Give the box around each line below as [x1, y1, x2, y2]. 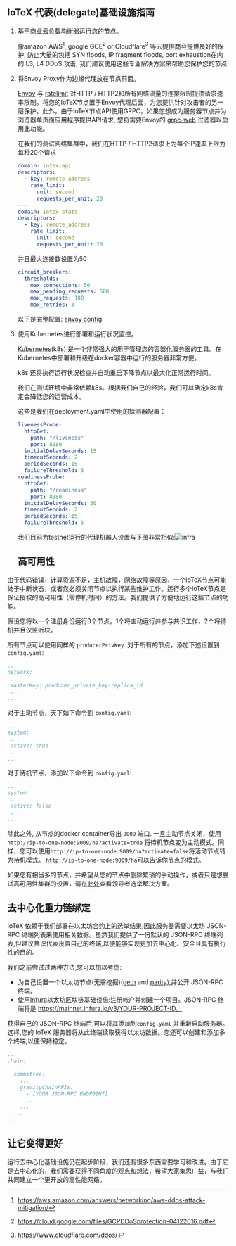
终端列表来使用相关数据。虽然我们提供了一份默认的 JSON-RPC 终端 [21, 931, 217, 939]
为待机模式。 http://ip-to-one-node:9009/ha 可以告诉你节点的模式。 [7, 856, 205, 864]
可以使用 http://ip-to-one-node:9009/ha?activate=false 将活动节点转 [25, 846, 226, 855]
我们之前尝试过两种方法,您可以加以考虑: [7, 963, 122, 972]
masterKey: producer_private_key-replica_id [10, 682, 143, 689]
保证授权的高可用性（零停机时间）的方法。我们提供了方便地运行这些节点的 [7, 593, 223, 602]
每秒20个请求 [17, 148, 57, 157]
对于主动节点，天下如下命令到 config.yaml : [7, 708, 132, 717]
